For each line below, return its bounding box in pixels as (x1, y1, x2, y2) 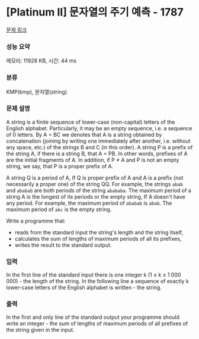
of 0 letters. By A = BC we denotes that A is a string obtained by (6, 131, 162, 138)
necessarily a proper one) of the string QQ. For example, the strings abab (6, 180, 184, 187)
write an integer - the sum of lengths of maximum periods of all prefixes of (6, 320, 188, 327)
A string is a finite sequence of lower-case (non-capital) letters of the (6, 118, 175, 125)
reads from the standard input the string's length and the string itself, (14, 228, 184, 236)
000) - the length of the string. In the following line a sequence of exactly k (6, 278, 190, 285)
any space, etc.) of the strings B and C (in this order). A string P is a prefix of (6, 143, 193, 150)
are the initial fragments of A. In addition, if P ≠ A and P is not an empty (6, 156, 179, 164)
